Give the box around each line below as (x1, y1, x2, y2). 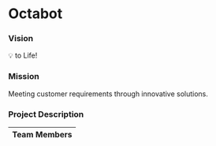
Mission (8, 71, 39, 82)
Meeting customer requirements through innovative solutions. (8, 88, 209, 99)
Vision (8, 33, 34, 44)
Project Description (8, 108, 84, 119)
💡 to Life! (8, 51, 38, 60)
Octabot (8, 5, 63, 23)
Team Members (12, 129, 73, 140)
